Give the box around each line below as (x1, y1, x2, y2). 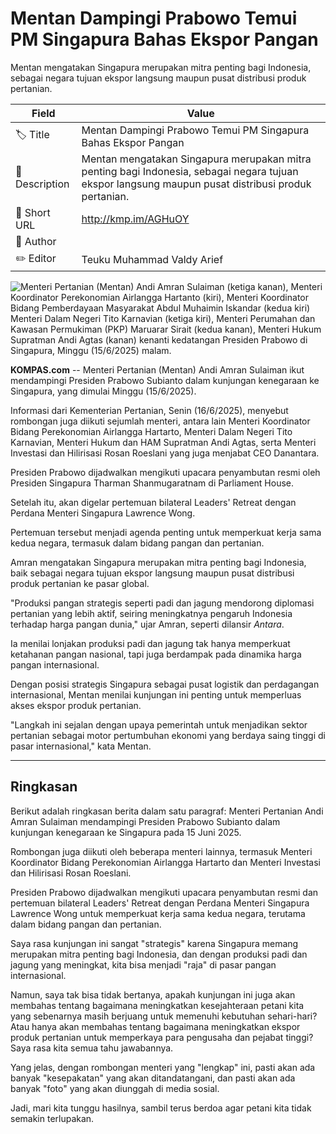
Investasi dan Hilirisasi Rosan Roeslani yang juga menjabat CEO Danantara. (10, 447, 320, 459)
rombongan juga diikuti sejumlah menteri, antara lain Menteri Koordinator (10, 415, 311, 427)
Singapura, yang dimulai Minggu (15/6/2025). (10, 385, 197, 397)
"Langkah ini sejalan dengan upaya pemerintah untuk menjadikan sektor (10, 718, 308, 731)
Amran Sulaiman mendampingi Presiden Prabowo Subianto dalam (10, 815, 281, 827)
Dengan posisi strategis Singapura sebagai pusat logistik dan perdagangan (10, 678, 320, 690)
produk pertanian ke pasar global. (10, 577, 150, 589)
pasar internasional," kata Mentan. (10, 740, 152, 752)
